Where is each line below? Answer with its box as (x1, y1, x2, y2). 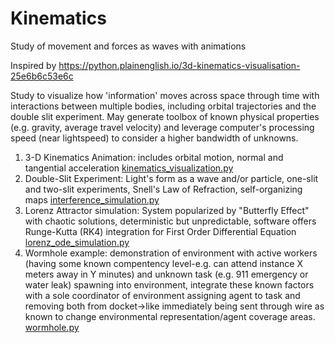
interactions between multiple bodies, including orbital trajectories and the (10, 100, 317, 112)
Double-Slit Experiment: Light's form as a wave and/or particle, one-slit (24, 172, 319, 184)
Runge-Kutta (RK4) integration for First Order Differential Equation (24, 225, 297, 237)
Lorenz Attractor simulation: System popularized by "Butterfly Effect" (24, 204, 310, 216)
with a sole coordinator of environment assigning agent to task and (24, 289, 301, 301)
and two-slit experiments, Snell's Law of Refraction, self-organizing (24, 183, 303, 195)
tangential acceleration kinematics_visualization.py (24, 162, 234, 174)
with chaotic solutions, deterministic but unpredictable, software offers (24, 215, 317, 227)
